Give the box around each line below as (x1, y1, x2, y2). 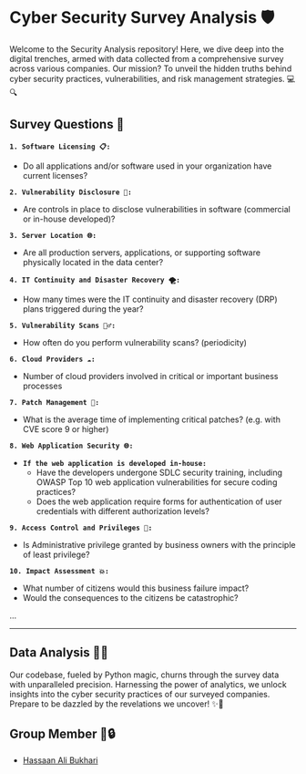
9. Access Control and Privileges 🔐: (9, 523, 153, 532)
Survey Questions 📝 (9, 117, 125, 132)
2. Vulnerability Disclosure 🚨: (9, 188, 132, 197)
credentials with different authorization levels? (36, 505, 209, 516)
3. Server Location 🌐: (9, 231, 97, 240)
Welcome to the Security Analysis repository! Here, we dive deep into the (9, 43, 284, 55)
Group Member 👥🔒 (9, 726, 116, 741)
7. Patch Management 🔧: (9, 397, 100, 407)
